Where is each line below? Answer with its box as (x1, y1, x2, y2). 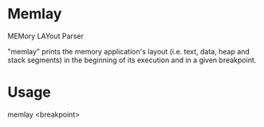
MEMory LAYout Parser (7, 31, 85, 41)
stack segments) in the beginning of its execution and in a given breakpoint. (7, 55, 257, 65)
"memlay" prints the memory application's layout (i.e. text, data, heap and (7, 46, 250, 56)
